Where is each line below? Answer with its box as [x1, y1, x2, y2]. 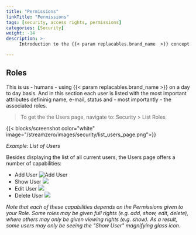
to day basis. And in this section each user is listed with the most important [6, 89, 187, 96]
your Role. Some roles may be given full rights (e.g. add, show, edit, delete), [6, 209, 189, 216]
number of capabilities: [6, 160, 62, 167]
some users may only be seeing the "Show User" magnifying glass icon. [6, 222, 181, 229]
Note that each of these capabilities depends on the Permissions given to [6, 203, 183, 210]
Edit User [14, 185, 37, 192]
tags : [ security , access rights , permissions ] [6, 19, 122, 25]
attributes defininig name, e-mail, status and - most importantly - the [6, 96, 171, 103]
